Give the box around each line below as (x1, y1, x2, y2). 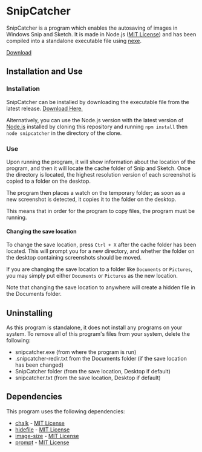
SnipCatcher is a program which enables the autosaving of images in (6, 24, 178, 31)
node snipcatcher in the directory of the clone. (6, 129, 122, 137)
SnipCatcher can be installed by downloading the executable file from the (6, 98, 189, 105)
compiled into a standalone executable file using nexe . (6, 37, 142, 44)
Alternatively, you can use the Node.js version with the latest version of (6, 116, 184, 123)
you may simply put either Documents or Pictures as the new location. (6, 272, 178, 280)
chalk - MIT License (15, 419, 65, 427)
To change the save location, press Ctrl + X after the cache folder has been (6, 241, 197, 249)
